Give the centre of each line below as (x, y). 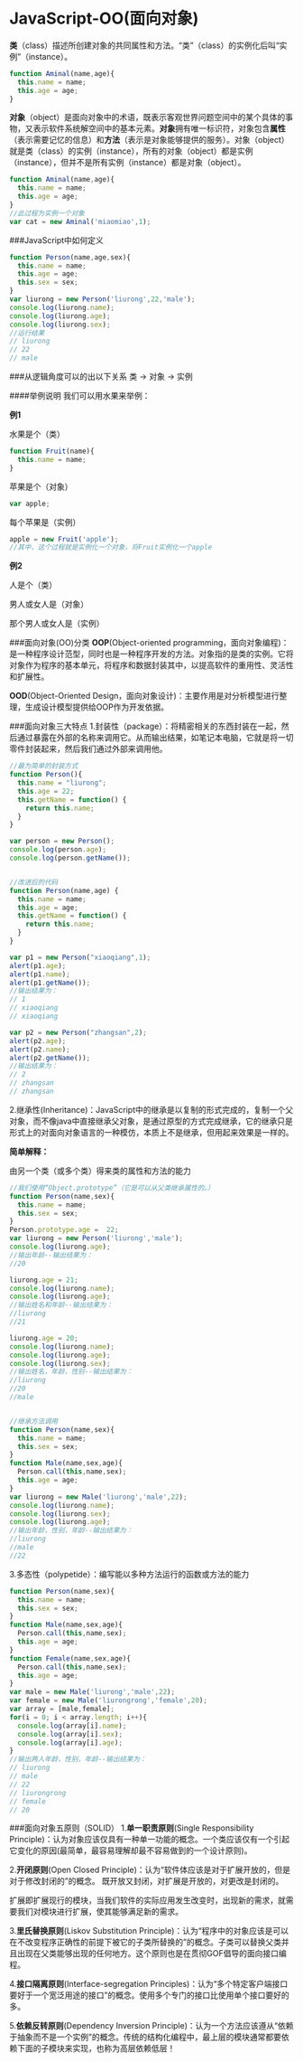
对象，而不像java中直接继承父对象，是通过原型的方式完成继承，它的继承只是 (151, 1121)
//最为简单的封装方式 (44, 766)
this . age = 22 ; (46, 791)
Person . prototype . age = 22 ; (64, 1230)
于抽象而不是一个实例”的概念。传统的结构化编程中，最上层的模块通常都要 (146, 2037)
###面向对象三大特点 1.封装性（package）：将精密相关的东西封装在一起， (146, 726)
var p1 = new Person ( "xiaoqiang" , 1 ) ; (80, 957)
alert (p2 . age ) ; (38, 1040)
